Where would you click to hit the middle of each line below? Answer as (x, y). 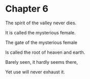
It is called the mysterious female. (40, 32)
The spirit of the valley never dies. (41, 23)
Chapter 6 (27, 9)
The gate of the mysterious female (41, 42)
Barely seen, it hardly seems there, (41, 62)
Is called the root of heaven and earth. (45, 52)
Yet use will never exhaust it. (35, 72)
